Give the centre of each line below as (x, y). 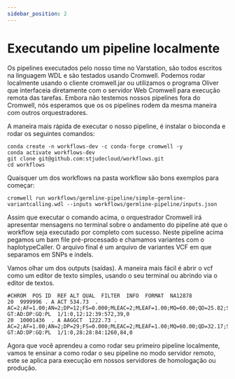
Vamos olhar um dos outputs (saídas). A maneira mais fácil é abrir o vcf (110, 268)
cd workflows (26, 165)
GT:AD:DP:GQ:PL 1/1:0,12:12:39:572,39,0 (69, 314)
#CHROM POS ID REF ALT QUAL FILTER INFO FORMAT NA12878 (100, 296)
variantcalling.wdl (36, 204)
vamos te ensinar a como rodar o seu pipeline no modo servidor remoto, (111, 353)
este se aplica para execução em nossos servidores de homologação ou (112, 360)
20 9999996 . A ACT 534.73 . (53, 302)
